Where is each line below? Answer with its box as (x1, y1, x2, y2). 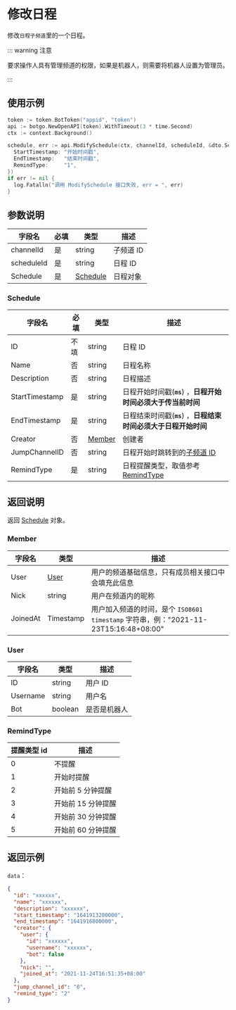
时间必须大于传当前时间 (122, 398, 200, 408)
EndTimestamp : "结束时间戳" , (13, 156, 100, 163)
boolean (51, 704, 79, 714)
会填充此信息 (91, 578, 134, 588)
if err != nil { (7, 175, 55, 182)
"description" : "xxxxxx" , (13, 905, 90, 912)
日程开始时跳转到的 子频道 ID (122, 448, 216, 457)
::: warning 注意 (7, 46, 53, 54)
